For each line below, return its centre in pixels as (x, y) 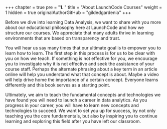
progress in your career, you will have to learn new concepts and (72, 105)
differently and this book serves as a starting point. (58, 85)
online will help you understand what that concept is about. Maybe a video (82, 74)
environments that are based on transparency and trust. (63, 38)
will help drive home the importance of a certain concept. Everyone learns (82, 80)
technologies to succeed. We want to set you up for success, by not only (80, 110)
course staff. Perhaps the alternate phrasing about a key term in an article (81, 69)
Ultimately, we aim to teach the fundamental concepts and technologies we (83, 95)
